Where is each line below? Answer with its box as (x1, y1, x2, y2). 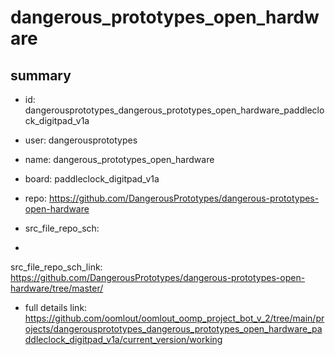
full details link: (24, 302, 88, 313)
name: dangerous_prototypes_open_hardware (24, 154, 215, 165)
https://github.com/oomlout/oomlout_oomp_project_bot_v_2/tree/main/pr (24, 312, 325, 324)
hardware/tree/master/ (10, 282, 104, 294)
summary (10, 67, 72, 84)
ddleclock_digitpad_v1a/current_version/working (24, 334, 223, 345)
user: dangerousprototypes (24, 134, 138, 146)
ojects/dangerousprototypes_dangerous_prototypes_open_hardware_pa (24, 323, 323, 335)
